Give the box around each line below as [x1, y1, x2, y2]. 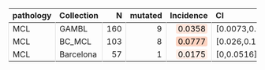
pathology [12, 10, 52, 20]
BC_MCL [59, 36, 92, 46]
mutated [129, 10, 163, 20]
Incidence [170, 10, 208, 20]
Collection [58, 10, 99, 20]
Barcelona [59, 49, 97, 60]
